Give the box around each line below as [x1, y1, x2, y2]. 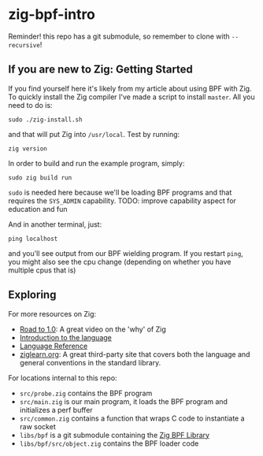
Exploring [8, 288, 57, 302]
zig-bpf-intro [8, 6, 96, 24]
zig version [8, 144, 47, 153]
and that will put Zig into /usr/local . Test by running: [8, 129, 180, 139]
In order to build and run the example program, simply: [8, 158, 185, 168]
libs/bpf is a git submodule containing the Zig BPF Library [19, 430, 210, 439]
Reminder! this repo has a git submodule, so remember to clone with [8, 32, 230, 41]
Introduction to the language [19, 332, 112, 342]
